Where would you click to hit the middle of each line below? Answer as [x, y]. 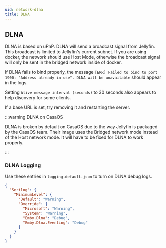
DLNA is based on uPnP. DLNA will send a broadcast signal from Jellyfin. [80, 47]
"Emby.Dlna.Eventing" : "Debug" [56, 223]
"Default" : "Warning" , [42, 199]
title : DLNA [17, 14]
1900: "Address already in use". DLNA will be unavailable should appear [83, 77]
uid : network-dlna [24, 10]
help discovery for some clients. [38, 98]
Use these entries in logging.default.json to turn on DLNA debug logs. [79, 176]
